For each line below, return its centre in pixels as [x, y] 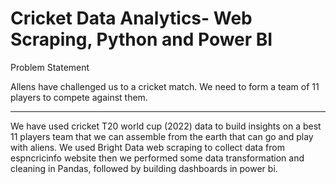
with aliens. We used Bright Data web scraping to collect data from [147, 147]
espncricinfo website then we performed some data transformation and [157, 158]
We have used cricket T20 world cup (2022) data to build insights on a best [166, 126]
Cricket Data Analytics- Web [131, 18]
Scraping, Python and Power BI [141, 39]
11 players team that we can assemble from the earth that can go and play [162, 136]
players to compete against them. [79, 97]
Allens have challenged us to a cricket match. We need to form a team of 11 [165, 86]
